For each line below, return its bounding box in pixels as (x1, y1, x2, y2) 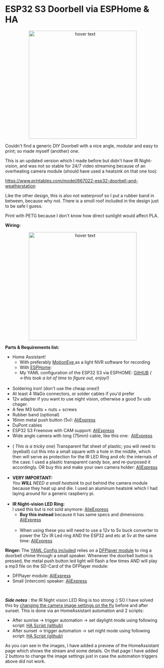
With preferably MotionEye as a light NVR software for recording (19, 359, 150, 365)
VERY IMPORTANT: (12, 475, 53, 481)
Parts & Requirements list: (5, 344, 60, 350)
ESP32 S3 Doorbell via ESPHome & (5, 3, 149, 15)
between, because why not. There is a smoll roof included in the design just (5, 198, 159, 204)
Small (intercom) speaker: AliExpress (12, 578, 87, 584)
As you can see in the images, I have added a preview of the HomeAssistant (5, 642, 159, 648)
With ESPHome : (19, 364, 52, 370)
